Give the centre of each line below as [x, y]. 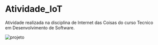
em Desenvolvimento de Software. [40, 27]
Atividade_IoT [34, 9]
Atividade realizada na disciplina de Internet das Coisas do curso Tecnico [79, 22]
